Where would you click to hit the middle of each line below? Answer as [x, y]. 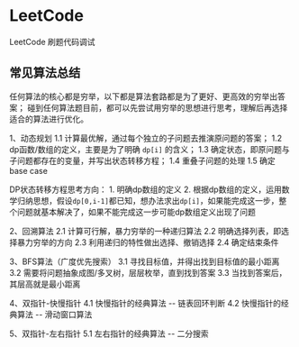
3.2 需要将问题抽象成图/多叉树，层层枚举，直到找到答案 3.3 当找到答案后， [148, 272]
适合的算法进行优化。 [49, 119]
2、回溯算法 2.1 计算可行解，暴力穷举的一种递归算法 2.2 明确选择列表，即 [145, 231]
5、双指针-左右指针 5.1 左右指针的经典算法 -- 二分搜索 [109, 333]
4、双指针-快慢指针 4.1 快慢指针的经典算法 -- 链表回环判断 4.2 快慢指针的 [145, 303]
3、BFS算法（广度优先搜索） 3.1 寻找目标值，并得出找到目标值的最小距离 [145, 261]
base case [28, 170]
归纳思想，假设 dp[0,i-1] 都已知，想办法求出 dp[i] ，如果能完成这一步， [148, 200]
